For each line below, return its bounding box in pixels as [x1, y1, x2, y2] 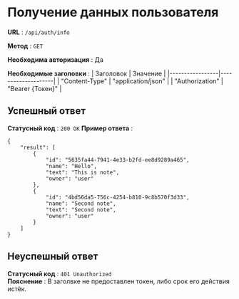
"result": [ [20, 144, 56, 151]
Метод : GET [7, 41, 44, 50]
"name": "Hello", [45, 162, 98, 169]
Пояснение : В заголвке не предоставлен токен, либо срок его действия [7, 277, 230, 285]
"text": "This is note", [45, 169, 120, 176]
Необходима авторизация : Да [7, 55, 103, 64]
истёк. [7, 284, 27, 293]
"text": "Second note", [45, 206, 116, 214]
